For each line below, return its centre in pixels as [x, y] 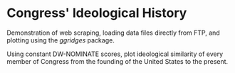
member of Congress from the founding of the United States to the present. [117, 61]
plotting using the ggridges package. [61, 40]
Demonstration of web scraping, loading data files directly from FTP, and [113, 33]
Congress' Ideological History [97, 13]
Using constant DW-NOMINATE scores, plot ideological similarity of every [115, 54]
